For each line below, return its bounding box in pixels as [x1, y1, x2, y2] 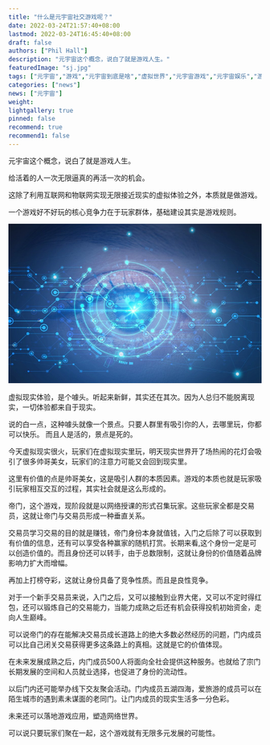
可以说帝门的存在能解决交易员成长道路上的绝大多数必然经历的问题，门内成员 [8, 630, 262, 640]
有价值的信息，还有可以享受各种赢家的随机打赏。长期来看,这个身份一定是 [8, 538, 251, 548]
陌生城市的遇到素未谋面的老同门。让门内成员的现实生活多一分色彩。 [8, 694, 234, 704]
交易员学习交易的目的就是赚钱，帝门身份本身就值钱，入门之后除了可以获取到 [8, 528, 262, 538]
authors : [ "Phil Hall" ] [8, 47, 88, 56]
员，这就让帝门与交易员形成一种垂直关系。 [8, 511, 149, 521]
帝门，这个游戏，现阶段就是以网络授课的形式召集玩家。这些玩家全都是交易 [8, 501, 255, 511]
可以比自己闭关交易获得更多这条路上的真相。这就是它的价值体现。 [8, 640, 227, 649]
